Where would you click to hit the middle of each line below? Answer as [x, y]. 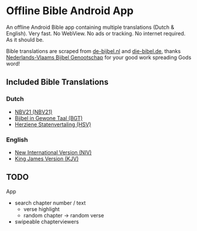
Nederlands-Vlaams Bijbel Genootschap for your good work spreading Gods [99, 57]
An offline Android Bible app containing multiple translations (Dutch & [90, 27]
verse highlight [42, 209]
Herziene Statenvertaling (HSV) [53, 124]
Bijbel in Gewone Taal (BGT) [49, 118]
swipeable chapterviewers [47, 222]
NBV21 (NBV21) [34, 112]
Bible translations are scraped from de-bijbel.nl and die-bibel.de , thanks [93, 51]
